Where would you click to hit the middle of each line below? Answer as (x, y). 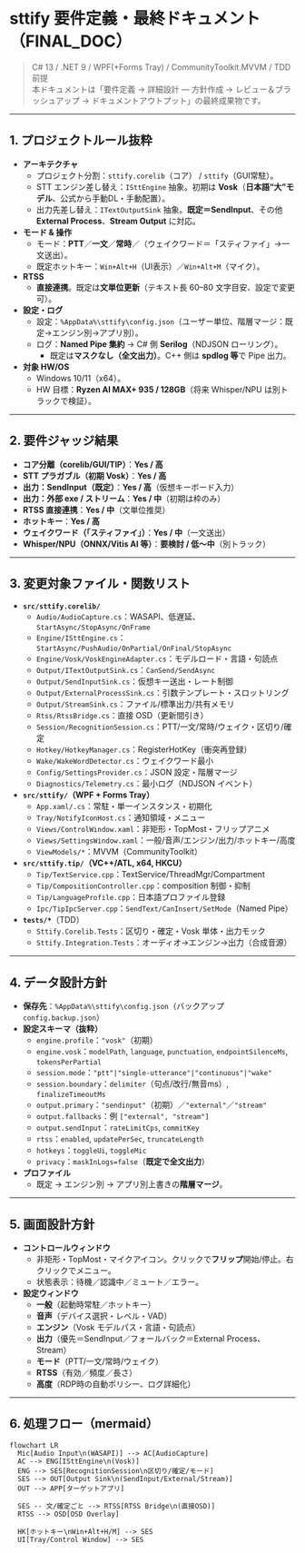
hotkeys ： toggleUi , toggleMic (91, 1151)
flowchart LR (34, 1445)
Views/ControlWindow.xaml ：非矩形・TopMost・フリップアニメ (153, 829)
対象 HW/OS (46, 366)
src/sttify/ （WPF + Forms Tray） (89, 795)
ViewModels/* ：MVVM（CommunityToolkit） (119, 852)
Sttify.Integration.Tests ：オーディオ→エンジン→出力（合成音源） (164, 943)
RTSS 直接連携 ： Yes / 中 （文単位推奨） (96, 509)
